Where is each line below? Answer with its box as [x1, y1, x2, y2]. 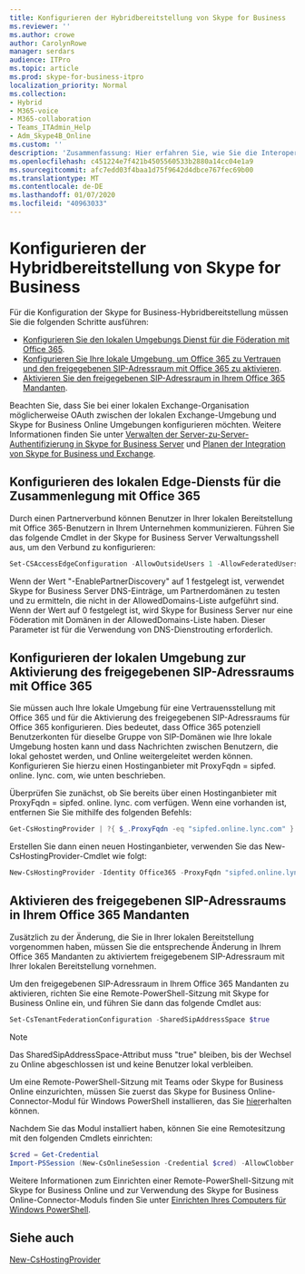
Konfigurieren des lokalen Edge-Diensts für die [9, 474, 281, 490]
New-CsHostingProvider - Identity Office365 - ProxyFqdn [9, 868, 221, 877]
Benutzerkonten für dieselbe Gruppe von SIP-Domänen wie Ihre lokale [9, 732, 272, 743]
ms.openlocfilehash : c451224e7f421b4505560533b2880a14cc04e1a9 [9, 156, 254, 166]
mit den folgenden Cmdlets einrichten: [9, 1132, 152, 1143]
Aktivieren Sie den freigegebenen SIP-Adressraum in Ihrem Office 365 [22, 372, 286, 383]
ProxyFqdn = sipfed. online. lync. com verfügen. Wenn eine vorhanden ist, [9, 797, 288, 808]
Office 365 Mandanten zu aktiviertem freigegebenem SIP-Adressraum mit [9, 951, 285, 962]
